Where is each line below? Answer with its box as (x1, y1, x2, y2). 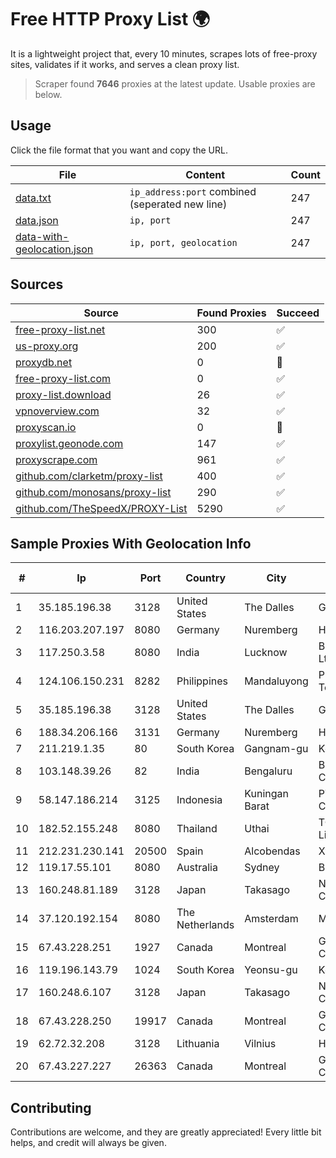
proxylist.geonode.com (15, 436, 124, 450)
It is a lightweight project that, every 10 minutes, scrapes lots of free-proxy (10, 47, 318, 60)
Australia (176, 861, 218, 875)
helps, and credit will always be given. (10, 1137, 167, 1149)
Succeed (276, 306, 320, 320)
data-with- (15, 229, 70, 243)
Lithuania (176, 1037, 220, 1051)
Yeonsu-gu (244, 963, 298, 977)
